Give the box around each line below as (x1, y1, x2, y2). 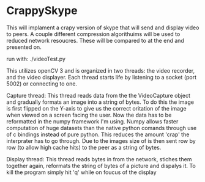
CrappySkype (6, 4, 78, 18)
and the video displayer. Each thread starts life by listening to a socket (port (6, 73, 197, 81)
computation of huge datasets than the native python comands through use (6, 124, 197, 131)
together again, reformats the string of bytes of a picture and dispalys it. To (6, 162, 196, 169)
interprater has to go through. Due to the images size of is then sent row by (6, 137, 196, 144)
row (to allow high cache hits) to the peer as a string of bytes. (6, 144, 162, 151)
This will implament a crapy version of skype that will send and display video (6, 24, 199, 31)
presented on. (6, 43, 42, 51)
